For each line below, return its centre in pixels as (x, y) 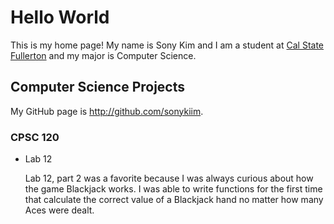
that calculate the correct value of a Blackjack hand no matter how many (174, 200)
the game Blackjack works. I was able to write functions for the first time (173, 189)
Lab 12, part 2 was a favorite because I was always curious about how (169, 178)
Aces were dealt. (59, 210)
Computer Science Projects (98, 87)
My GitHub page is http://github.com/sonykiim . (107, 111)
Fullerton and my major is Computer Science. (103, 55)
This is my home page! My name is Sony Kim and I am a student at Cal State (167, 45)
